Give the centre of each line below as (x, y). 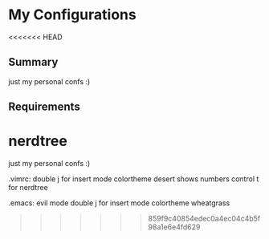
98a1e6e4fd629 (174, 227)
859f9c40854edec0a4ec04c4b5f (204, 219)
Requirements (44, 107)
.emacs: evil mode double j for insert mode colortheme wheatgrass (119, 203)
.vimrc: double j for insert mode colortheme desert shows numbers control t (134, 179)
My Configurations (72, 15)
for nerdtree (28, 188)
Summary (33, 62)
